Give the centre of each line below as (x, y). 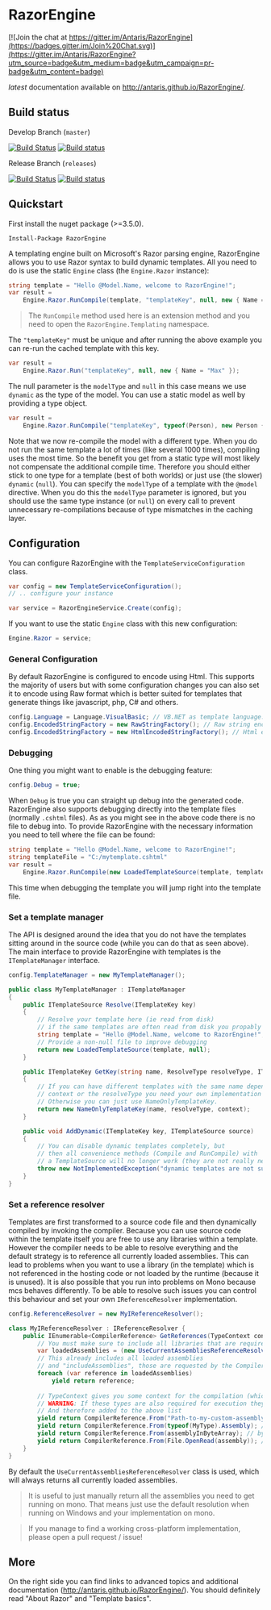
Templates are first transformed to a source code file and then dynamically (132, 1222)
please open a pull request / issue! (85, 1537)
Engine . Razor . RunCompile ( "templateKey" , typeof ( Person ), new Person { (144, 425)
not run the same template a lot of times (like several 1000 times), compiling (134, 449)
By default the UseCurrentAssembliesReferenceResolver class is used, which (134, 1471)
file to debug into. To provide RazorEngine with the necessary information (131, 826)
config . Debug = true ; (45, 785)
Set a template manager (56, 917)
